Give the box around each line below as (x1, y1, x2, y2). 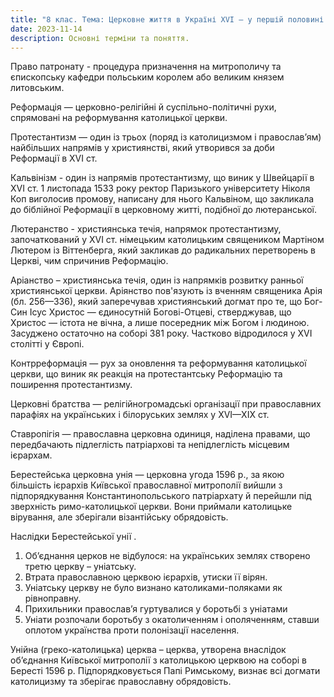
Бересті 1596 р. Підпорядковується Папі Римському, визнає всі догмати (10, 665, 321, 677)
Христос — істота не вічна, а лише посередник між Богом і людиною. (10, 317, 310, 329)
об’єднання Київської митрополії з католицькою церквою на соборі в (10, 654, 308, 666)
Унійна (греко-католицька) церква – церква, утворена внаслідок (10, 644, 287, 656)
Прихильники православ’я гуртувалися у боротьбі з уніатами (24, 603, 288, 615)
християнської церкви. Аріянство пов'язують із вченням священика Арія (10, 285, 323, 297)
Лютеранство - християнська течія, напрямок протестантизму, (10, 223, 282, 235)
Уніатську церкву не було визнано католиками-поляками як (24, 582, 283, 594)
